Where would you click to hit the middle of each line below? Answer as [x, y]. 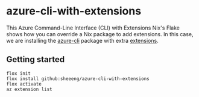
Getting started [36, 59]
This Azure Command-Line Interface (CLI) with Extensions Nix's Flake [93, 28]
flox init [19, 74]
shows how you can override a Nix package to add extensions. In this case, [100, 34]
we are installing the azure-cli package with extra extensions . [82, 40]
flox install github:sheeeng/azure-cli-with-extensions [78, 79]
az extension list [29, 89]
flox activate [24, 84]
